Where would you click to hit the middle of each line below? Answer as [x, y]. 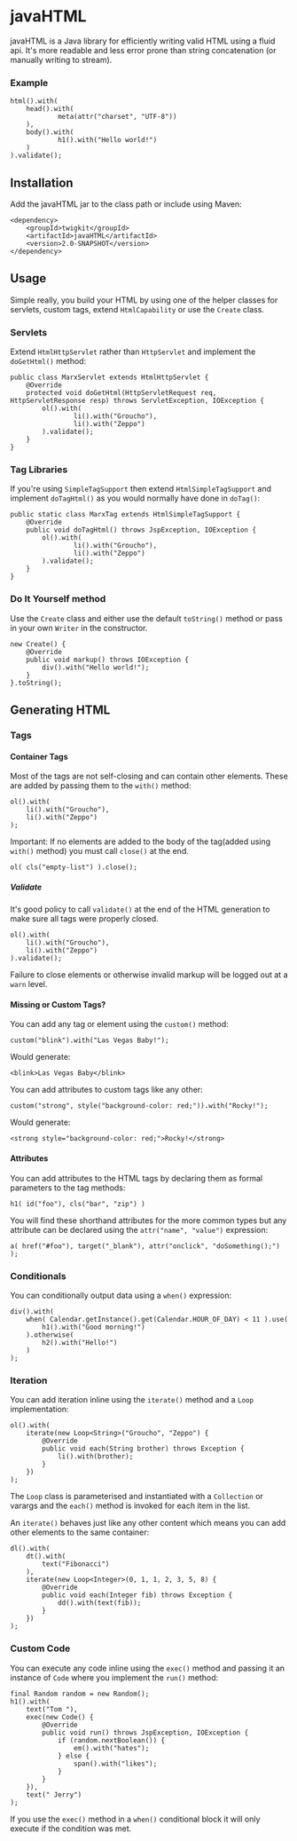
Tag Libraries [39, 470]
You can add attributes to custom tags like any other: [106, 1090]
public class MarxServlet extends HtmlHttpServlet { [109, 378]
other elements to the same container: [80, 1532]
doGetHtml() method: [48, 361]
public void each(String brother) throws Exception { [143, 1449]
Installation [42, 182]
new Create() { [38, 644]
